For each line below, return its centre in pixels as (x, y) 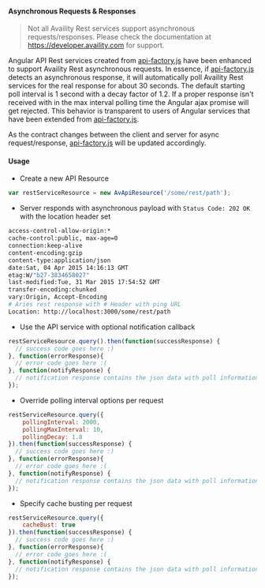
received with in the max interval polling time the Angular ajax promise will (129, 103)
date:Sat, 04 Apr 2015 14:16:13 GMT (68, 268)
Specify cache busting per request (76, 503)
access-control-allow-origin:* (60, 231)
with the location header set (65, 216)
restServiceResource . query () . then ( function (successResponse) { (114, 341)
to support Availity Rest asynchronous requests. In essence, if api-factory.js (131, 69)
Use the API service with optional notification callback (107, 327)
